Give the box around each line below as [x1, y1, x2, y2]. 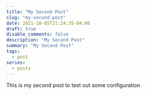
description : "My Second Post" [6, 37, 85, 43]
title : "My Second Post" [6, 8, 69, 15]
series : [6, 59, 26, 65]
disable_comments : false [6, 31, 69, 38]
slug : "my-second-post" [6, 15, 66, 21]
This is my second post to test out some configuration [6, 82, 141, 89]
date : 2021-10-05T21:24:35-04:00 [6, 20, 90, 26]
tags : [6, 48, 20, 54]
